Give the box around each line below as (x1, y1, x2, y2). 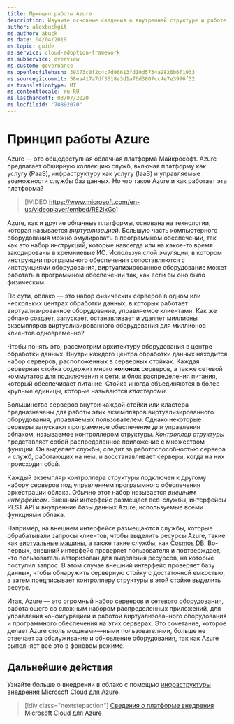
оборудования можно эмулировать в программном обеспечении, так (7, 233, 217, 242)
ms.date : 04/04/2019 (7, 36, 68, 43)
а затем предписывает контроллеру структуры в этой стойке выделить (7, 576, 221, 584)
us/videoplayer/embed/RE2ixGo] (24, 205, 119, 213)
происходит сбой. (7, 459, 61, 468)
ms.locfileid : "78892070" (7, 101, 82, 108)
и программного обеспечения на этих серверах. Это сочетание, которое (7, 619, 227, 628)
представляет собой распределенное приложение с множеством (7, 437, 205, 446)
